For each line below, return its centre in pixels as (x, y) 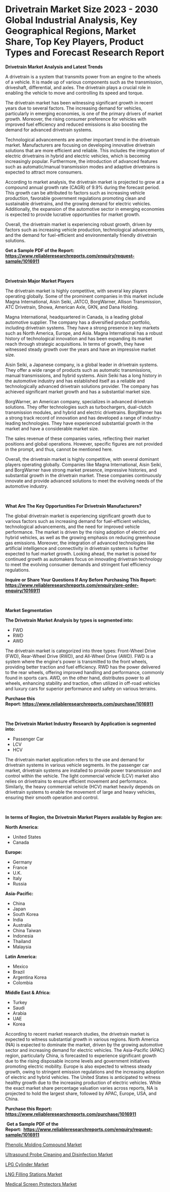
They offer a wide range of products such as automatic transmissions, (79, 370)
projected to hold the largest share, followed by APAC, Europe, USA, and (81, 1093)
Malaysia (22, 947)
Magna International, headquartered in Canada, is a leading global (74, 317)
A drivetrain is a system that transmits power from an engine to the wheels (83, 76)
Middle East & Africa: (28, 992)
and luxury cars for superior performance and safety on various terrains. (81, 688)
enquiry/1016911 (23, 590)
